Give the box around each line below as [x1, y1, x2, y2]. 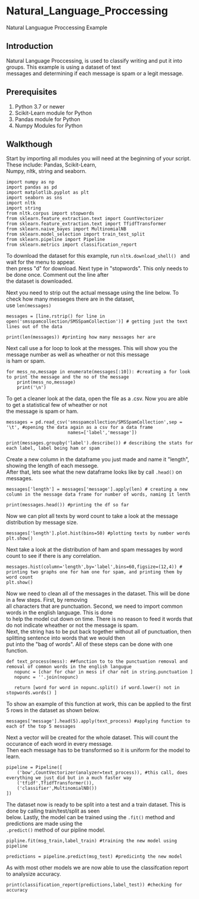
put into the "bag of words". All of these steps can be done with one [6, 641, 173, 648]
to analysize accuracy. [6, 870, 61, 878]
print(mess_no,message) [17, 379, 76, 385]
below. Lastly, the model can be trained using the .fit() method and [6, 814, 175, 821]
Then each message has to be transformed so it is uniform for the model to [6, 747, 191, 754]
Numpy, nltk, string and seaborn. [6, 168, 87, 175]
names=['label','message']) [67, 430, 137, 436]
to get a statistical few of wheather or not [6, 401, 107, 409]
